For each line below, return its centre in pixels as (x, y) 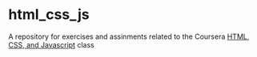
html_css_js (49, 15)
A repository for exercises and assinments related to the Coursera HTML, (129, 36)
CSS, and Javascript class (51, 44)
